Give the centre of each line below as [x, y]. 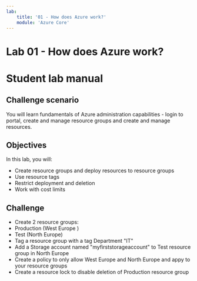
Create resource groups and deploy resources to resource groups [94, 170]
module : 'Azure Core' [43, 22]
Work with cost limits [40, 189]
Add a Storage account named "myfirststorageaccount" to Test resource [103, 247]
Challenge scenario [43, 100]
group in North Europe [42, 253]
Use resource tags [37, 177]
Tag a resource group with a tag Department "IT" [74, 241]
